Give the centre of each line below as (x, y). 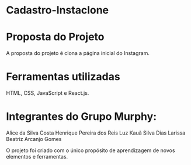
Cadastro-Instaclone (58, 10)
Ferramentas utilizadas (63, 77)
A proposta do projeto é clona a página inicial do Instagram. (78, 53)
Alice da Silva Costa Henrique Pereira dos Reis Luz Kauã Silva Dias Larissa (96, 133)
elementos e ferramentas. (37, 157)
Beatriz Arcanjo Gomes (34, 139)
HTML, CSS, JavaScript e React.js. (48, 93)
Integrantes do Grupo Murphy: (81, 117)
